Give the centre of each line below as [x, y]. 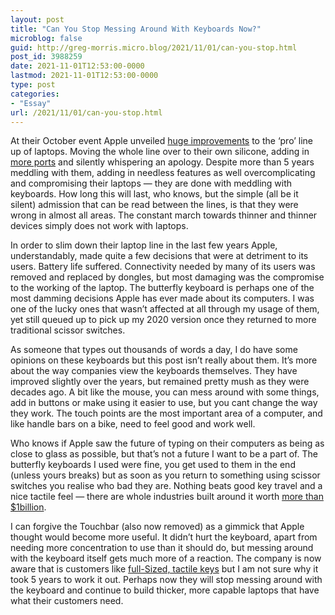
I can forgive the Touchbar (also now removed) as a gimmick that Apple [157, 527]
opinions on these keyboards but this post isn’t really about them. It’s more [164, 360]
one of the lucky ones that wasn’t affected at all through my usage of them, [165, 309]
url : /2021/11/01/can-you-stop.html [86, 112]
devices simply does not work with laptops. [99, 226]
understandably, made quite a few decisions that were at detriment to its [159, 256]
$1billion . [28, 507]
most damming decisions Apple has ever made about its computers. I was [162, 298]
